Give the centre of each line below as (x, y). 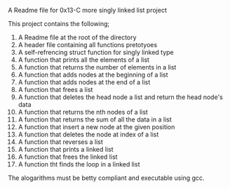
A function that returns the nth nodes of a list (83, 112)
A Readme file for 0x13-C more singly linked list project (87, 10)
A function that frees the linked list (68, 157)
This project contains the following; (59, 24)
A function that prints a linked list (66, 149)
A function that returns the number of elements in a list (97, 67)
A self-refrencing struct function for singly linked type (96, 52)
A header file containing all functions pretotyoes (88, 45)
